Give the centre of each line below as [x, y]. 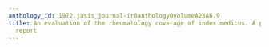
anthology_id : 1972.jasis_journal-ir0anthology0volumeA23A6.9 [114, 16]
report [26, 30]
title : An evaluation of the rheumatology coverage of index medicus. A [132, 23]
